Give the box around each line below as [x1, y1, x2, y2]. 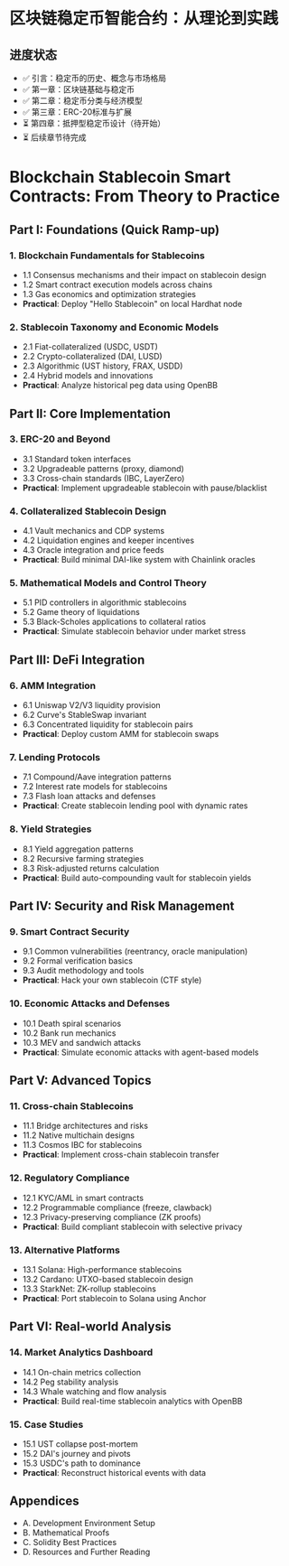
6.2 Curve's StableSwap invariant [22, 710, 147, 721]
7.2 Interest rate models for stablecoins [22, 781, 168, 792]
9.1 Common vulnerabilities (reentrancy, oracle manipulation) [22, 946, 248, 957]
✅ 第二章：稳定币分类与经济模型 [22, 96, 143, 106]
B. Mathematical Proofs [22, 1527, 110, 1538]
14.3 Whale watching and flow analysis [22, 1385, 167, 1396]
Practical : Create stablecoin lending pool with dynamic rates [22, 800, 248, 811]
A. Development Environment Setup [22, 1517, 155, 1528]
